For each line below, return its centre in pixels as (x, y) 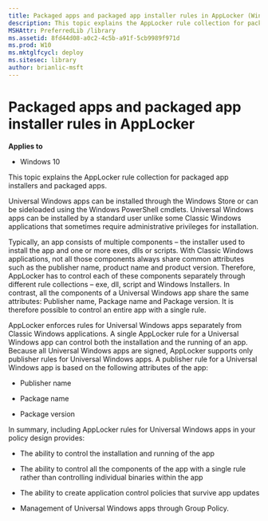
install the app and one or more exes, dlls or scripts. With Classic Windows (131, 250)
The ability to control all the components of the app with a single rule (132, 468)
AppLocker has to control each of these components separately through (127, 275)
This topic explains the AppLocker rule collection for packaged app (118, 177)
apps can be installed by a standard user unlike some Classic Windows (125, 218)
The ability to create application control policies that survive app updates (140, 492)
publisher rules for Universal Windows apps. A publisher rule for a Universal (133, 359)
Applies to (26, 146)
